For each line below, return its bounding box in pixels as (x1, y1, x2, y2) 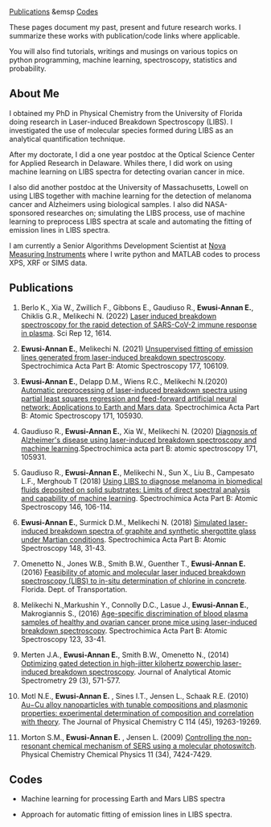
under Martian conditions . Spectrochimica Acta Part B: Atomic (20, 535, 227, 544)
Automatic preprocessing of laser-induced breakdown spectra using (20, 385, 248, 395)
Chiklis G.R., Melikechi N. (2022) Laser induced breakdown (20, 311, 217, 320)
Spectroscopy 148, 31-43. (20, 543, 107, 552)
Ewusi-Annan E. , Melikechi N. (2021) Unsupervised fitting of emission (20, 344, 253, 354)
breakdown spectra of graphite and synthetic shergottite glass (49, 526, 257, 535)
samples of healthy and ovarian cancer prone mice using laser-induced (20, 617, 257, 626)
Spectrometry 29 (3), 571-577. (20, 676, 121, 685)
